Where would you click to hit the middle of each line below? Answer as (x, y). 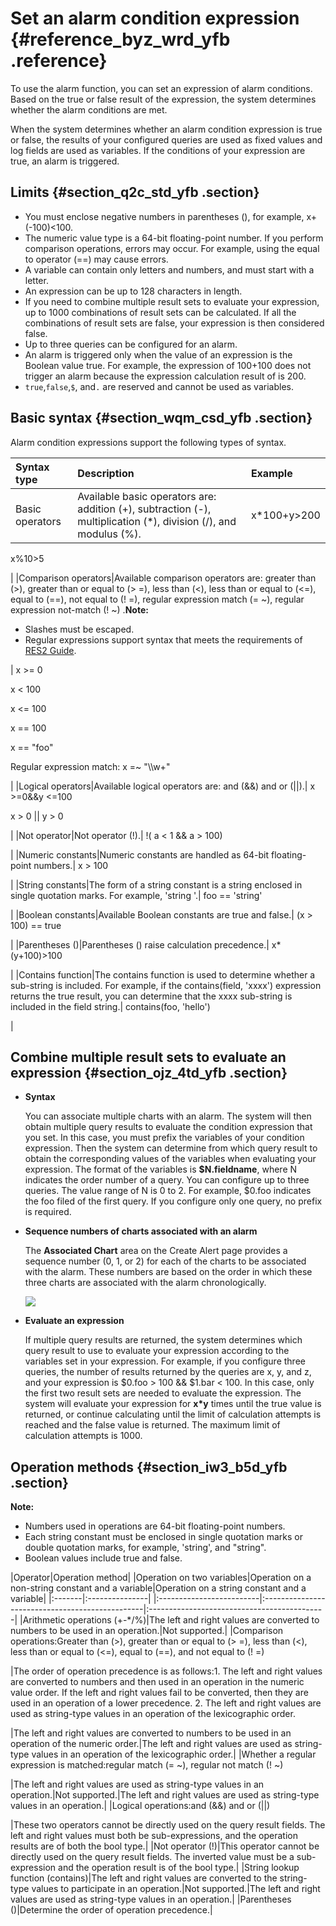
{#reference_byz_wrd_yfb (120, 39)
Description (106, 473)
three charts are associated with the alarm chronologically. (145, 1283)
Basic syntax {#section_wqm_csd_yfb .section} (161, 418)
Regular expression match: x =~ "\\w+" (90, 766)
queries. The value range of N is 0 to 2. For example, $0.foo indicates (168, 1191)
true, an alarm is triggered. (65, 161)
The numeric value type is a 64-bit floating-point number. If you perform (174, 238)
